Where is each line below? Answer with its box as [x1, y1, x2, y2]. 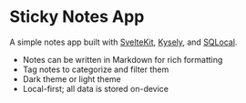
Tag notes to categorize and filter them [22, 64, 169, 75]
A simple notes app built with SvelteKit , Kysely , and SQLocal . [9, 36, 238, 47]
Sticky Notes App [9, 6, 145, 27]
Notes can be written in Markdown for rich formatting [22, 54, 223, 65]
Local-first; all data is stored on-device [22, 83, 169, 94]
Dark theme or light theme [22, 73, 121, 84]
